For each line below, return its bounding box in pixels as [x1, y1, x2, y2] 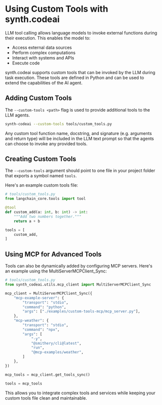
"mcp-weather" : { [14, 318, 49, 323]
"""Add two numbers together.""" [14, 214, 82, 219]
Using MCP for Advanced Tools [5, 250, 102, 258]
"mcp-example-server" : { [14, 295, 64, 300]
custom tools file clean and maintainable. [5, 395, 88, 401]
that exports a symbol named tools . [5, 173, 77, 179]
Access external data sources [12, 44, 72, 50]
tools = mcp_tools [5, 381, 42, 386]
